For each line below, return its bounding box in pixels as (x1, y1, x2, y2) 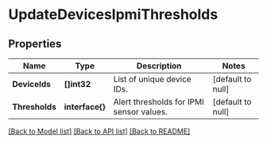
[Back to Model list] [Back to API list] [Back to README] (8, 126, 191, 136)
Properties (8, 37, 62, 51)
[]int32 (64, 79, 91, 89)
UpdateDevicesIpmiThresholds (8, 6, 219, 24)
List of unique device (113, 73, 192, 85)
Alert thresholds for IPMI (113, 96, 204, 107)
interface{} (64, 101, 106, 112)
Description (136, 61, 182, 71)
